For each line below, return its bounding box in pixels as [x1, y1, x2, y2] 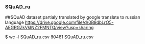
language [5, 19, 24, 25]
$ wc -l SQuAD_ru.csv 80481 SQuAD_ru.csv [5, 34, 94, 40]
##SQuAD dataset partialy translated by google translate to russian [5, 15, 141, 20]
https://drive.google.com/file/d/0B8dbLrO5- [24, 19, 114, 25]
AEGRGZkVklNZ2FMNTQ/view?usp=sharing [5, 25, 94, 30]
